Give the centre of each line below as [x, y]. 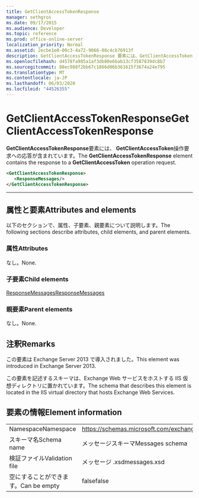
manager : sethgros [29, 17]
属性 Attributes [27, 248]
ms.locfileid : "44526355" [38, 89]
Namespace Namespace [43, 428]
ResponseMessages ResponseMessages [55, 292]
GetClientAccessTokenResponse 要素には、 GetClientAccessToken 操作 [95, 148]
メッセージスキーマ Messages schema [135, 443]
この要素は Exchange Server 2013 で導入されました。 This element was [93, 359]
